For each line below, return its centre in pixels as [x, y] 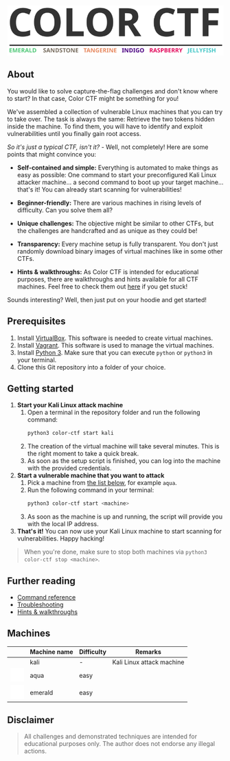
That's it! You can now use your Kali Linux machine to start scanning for [119, 532]
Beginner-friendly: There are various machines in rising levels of [109, 203]
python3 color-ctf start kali [71, 433]
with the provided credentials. [69, 468]
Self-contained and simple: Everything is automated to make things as [117, 168]
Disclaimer [31, 720]
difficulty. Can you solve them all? [65, 210]
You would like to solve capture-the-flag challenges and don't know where [113, 91]
